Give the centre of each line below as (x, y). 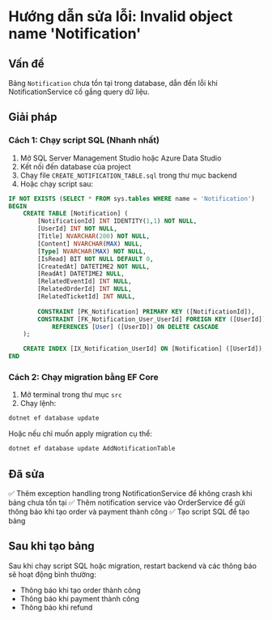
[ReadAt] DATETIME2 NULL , (81, 274)
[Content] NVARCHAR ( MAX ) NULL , (90, 244)
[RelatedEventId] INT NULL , (85, 282)
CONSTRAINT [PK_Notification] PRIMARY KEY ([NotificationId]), (146, 311)
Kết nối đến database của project (75, 166)
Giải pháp (33, 117)
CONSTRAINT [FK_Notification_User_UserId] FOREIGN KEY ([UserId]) (152, 319)
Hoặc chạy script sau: (57, 184)
